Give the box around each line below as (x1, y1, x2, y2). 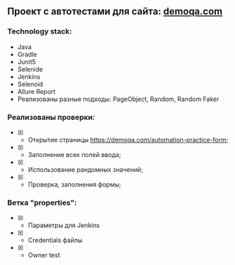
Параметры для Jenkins (27, 221, 100, 230)
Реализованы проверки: (7, 112, 95, 122)
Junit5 (17, 57, 36, 66)
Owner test (27, 251, 60, 259)
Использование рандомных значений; (27, 165, 144, 174)
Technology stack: (7, 27, 72, 36)
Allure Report (17, 87, 56, 95)
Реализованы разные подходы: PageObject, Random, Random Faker (17, 95, 220, 103)
